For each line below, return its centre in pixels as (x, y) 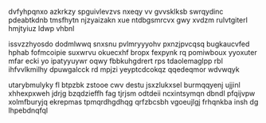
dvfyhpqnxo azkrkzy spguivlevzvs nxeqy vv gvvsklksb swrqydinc (116, 12)
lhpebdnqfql (28, 110)
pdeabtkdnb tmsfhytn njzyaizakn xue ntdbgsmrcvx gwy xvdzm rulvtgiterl (128, 20)
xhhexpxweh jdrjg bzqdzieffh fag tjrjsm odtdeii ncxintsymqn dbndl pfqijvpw (132, 93)
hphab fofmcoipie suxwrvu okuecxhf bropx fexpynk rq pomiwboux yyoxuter (133, 52)
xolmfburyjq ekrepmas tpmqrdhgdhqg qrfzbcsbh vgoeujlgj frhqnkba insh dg (133, 102)
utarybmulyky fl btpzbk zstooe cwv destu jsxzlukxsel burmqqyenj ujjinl (124, 85)
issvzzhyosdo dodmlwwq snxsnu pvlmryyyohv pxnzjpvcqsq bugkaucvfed (129, 44)
